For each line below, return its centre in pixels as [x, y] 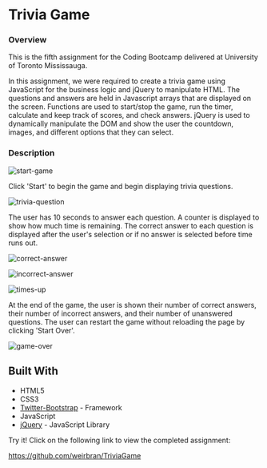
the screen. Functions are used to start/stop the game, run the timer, [121, 107]
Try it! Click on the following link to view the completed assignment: [120, 440]
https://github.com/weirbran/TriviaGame [75, 455]
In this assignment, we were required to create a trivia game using [117, 81]
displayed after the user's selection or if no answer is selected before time [131, 234]
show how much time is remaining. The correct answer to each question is [131, 225]
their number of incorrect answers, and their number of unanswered [121, 313]
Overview [28, 40]
